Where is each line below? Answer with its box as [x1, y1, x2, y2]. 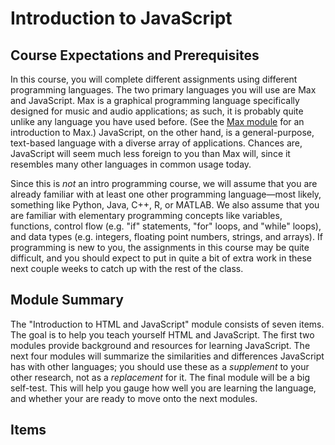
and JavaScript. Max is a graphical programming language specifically [10, 95, 300, 106]
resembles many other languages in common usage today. [10, 158, 252, 170]
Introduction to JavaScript [10, 7, 233, 30]
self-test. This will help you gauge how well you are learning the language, [10, 382, 317, 394]
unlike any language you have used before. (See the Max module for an [10, 116, 305, 127]
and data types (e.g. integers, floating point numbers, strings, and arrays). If [10, 231, 323, 242]
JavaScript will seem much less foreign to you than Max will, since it [10, 148, 291, 159]
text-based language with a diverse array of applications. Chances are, [10, 137, 303, 149]
